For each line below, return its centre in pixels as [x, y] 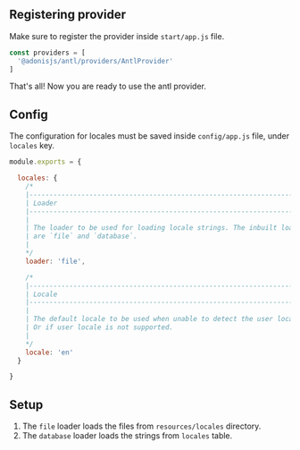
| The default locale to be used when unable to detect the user [150, 319]
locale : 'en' [50, 352]
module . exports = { [46, 162]
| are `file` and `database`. [82, 236]
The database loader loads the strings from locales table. [127, 436]
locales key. [32, 146]
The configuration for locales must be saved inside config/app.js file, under [150, 136]
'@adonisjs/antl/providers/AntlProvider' [96, 61]
